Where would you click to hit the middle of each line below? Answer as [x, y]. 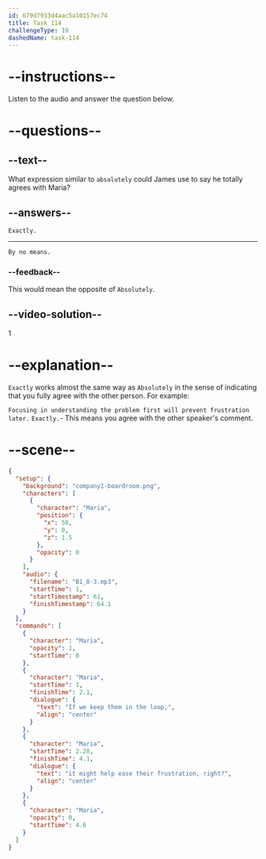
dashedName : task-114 [44, 38]
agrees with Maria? [40, 188]
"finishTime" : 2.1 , [61, 692]
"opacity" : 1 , [53, 648]
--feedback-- [34, 272]
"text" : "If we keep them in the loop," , [106, 707]
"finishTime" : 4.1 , [61, 759]
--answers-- [40, 212]
